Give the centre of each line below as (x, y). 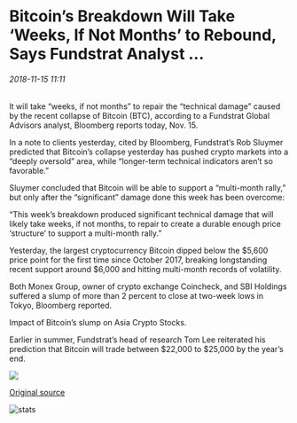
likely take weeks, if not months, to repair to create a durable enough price (145, 224)
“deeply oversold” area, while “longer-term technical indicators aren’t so (141, 161)
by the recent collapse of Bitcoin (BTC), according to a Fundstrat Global (140, 116)
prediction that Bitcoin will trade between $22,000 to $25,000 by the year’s (146, 349)
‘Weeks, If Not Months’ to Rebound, (143, 35)
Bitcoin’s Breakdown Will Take (122, 16)
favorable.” (29, 171)
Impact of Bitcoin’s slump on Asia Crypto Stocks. (98, 323)
